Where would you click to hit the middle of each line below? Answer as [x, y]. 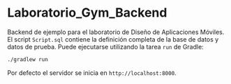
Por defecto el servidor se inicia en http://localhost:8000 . [92, 73]
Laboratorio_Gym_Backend [87, 13]
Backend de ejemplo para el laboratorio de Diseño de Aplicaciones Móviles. [116, 32]
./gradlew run [28, 59]
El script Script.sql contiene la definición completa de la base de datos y [113, 39]
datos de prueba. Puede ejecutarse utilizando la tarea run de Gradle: [105, 47]
